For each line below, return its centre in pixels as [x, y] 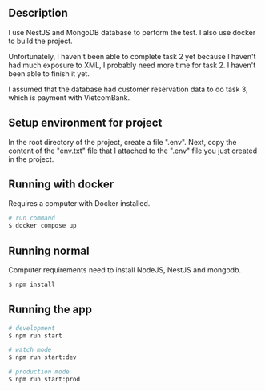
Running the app [50, 310]
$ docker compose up [43, 226]
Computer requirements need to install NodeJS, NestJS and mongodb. [125, 270]
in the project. [31, 159]
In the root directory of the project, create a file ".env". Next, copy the [122, 142]
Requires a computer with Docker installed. [79, 204]
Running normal [49, 250]
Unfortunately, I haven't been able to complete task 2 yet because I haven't [132, 56]
